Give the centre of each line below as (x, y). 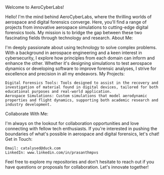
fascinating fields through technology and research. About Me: (69, 38)
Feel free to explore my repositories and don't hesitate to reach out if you (80, 162)
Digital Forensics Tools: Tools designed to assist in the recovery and (82, 83)
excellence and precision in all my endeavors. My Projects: (65, 74)
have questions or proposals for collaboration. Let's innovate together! (77, 167)
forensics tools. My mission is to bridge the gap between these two (74, 32)
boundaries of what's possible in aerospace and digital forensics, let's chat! (82, 134)
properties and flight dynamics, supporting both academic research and (82, 100)
